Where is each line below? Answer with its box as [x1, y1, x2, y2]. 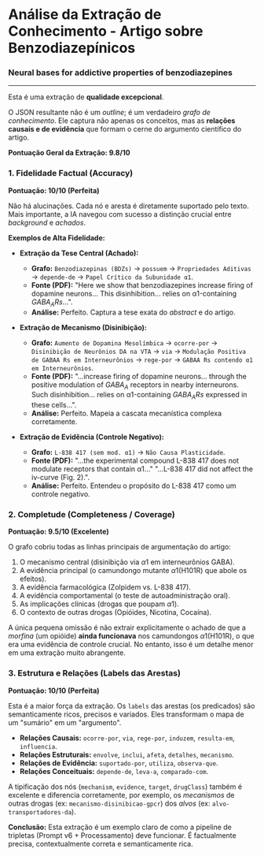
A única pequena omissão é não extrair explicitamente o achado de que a [8, 623, 246, 632]
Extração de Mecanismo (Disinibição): [19, 322, 147, 332]
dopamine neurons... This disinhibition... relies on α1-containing [31, 288, 237, 298]
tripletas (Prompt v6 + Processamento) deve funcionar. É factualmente [8, 830, 237, 840]
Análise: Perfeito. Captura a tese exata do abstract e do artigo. [31, 307, 236, 317]
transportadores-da [8, 808, 72, 817]
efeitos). [19, 574, 47, 584]
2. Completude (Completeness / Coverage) [8, 509, 175, 520]
